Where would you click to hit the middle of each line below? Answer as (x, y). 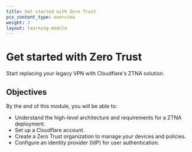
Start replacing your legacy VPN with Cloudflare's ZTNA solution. (85, 74)
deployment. (30, 124)
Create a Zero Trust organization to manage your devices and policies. (100, 136)
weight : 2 (18, 22)
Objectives (27, 92)
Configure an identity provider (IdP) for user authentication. (87, 143)
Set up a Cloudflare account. (49, 130)
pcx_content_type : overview (41, 17)
